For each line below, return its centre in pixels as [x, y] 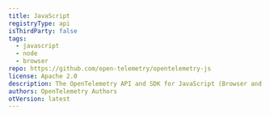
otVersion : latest [39, 99]
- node [27, 53]
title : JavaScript [39, 16]
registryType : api [39, 23]
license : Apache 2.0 [43, 76]
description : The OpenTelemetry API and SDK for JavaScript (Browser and [135, 83]
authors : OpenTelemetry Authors [63, 91]
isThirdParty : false [43, 31]
